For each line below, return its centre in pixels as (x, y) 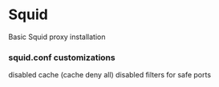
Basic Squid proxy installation (57, 37)
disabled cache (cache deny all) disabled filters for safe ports (109, 75)
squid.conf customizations (62, 57)
